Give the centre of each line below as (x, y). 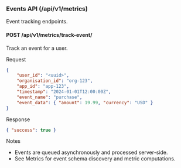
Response (18, 119)
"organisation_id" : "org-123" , (55, 81)
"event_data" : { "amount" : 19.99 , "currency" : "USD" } (85, 102)
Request (16, 59)
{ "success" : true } (31, 130)
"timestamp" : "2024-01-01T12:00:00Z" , (64, 92)
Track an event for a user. (37, 48)
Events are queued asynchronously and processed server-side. (91, 152)
